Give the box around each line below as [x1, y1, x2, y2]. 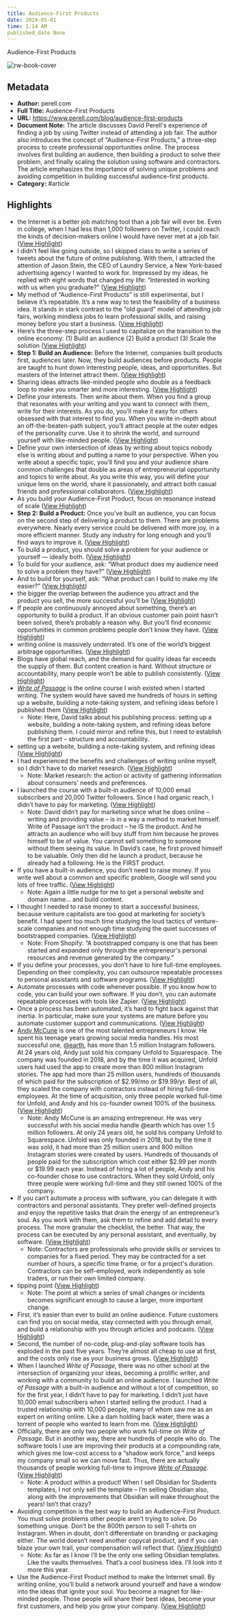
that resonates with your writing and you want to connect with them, [16, 399, 210, 408]
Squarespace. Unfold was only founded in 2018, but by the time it [27, 1136, 212, 1144]
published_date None [7, 29, 66, 36]
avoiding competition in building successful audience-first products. [16, 172, 210, 180]
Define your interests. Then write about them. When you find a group [16, 392, 212, 400]
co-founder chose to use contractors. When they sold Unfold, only [27, 1172, 215, 1180]
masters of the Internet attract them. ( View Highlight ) [16, 370, 166, 379]
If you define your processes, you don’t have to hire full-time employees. [16, 961, 222, 969]
